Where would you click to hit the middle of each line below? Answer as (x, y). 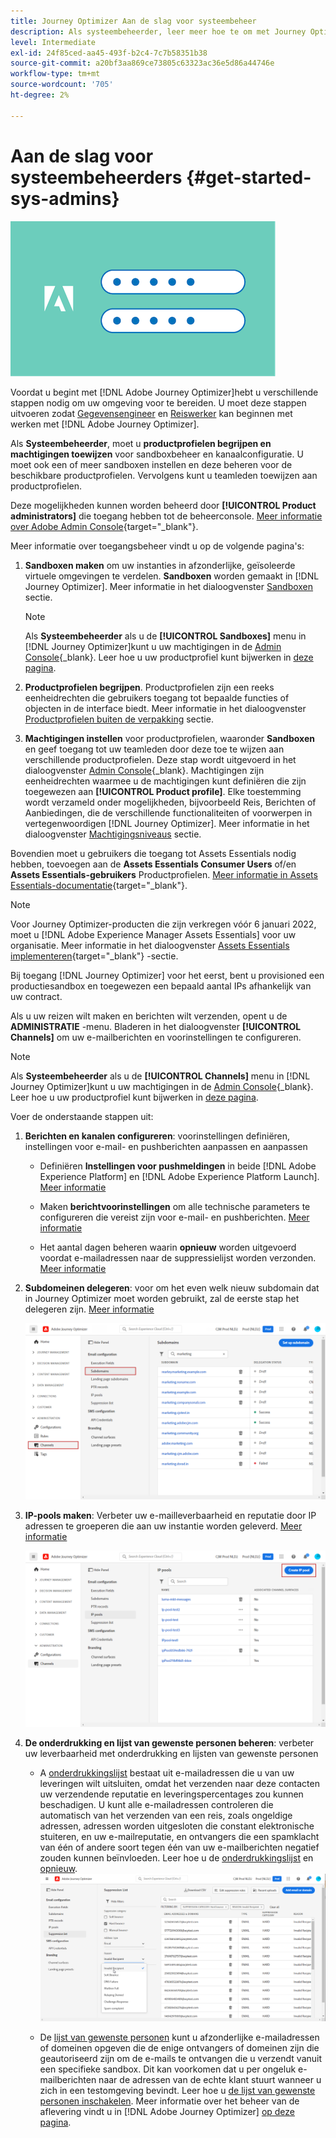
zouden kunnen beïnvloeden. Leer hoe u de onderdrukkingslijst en (176, 1858)
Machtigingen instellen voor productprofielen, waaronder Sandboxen (169, 738)
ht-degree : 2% (40, 95)
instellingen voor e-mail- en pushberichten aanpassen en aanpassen (166, 1146)
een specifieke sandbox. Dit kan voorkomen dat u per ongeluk (168, 2069)
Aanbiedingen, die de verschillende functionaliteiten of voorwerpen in (168, 812)
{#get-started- (248, 177)
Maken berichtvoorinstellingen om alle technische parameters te (175, 1206)
